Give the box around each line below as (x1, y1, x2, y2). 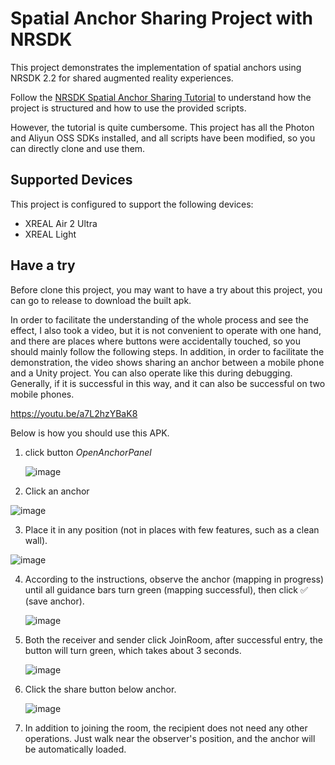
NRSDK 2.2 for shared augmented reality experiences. (10, 72, 234, 84)
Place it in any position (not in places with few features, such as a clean (24, 523, 320, 536)
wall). (24, 534, 48, 546)
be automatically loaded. (24, 743, 127, 755)
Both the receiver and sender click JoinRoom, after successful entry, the (24, 633, 324, 646)
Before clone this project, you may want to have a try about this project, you (10, 283, 323, 296)
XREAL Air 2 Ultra (24, 217, 98, 229)
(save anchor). (24, 595, 85, 607)
